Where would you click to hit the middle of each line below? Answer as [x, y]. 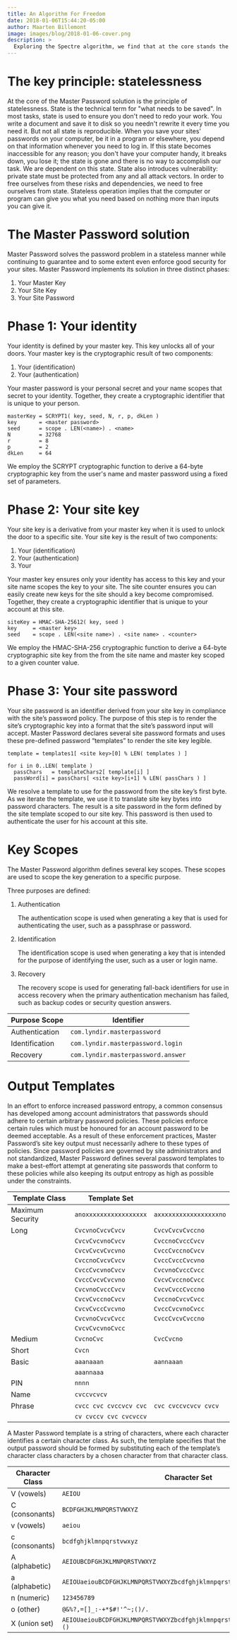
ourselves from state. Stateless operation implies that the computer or [109, 191]
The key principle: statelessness [105, 82]
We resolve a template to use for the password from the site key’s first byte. [117, 791]
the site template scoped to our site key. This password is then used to [110, 814]
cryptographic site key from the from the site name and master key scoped [116, 655]
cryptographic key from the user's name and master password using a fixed [117, 474]
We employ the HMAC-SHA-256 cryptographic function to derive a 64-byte [117, 647]
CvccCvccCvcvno [179, 1260]
